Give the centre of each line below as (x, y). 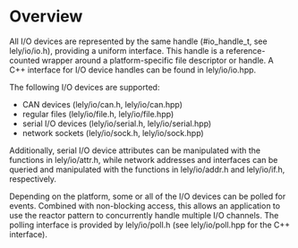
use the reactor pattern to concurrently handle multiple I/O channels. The (144, 215)
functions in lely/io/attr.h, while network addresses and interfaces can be (144, 159)
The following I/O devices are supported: (85, 87)
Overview (46, 17)
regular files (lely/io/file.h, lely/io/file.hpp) (98, 114)
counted (25, 60)
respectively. (33, 179)
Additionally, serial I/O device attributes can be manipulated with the (135, 150)
